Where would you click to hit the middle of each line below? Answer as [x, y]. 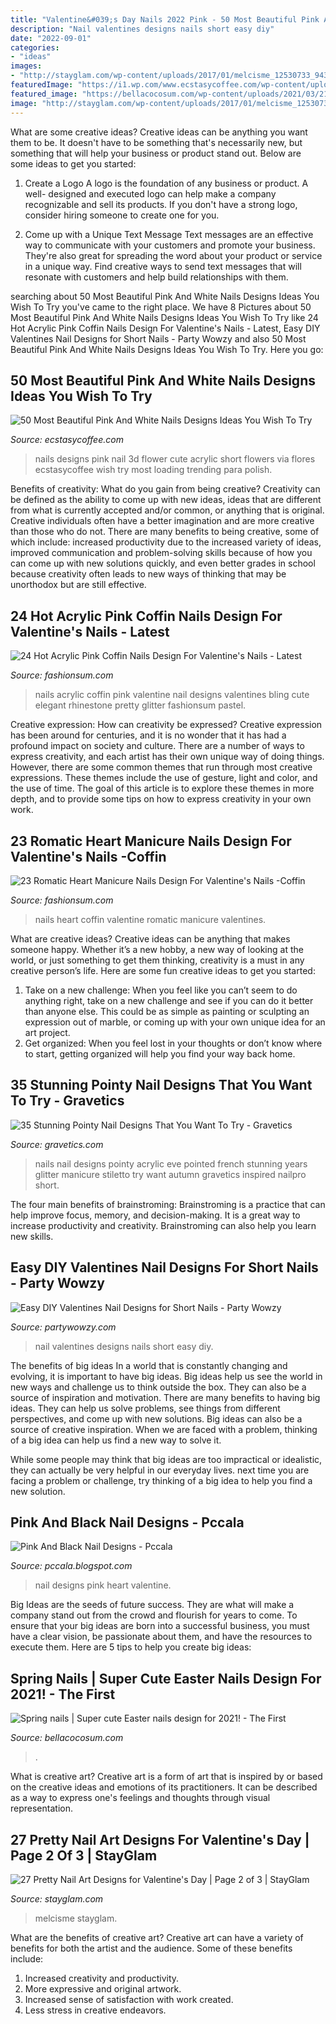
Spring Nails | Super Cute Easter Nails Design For [166, 1678]
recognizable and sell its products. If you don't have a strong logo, [161, 204]
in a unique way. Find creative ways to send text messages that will [163, 266]
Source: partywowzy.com [63, 1327]
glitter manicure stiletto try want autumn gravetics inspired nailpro [170, 1174]
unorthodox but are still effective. [78, 585]
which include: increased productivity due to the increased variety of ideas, [166, 542]
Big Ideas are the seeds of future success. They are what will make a [152, 1605]
